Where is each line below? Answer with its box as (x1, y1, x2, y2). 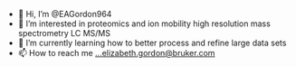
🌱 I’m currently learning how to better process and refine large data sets (17, 37, 287, 48)
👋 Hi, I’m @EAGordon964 (17, 9, 112, 19)
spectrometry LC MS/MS (17, 28, 111, 38)
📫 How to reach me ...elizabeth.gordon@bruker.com (17, 48, 215, 58)
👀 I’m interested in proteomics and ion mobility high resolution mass (17, 18, 272, 29)
